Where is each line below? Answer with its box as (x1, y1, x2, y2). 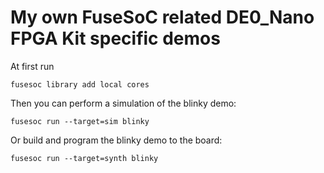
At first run (10, 60, 55, 72)
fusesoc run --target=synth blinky (10, 153, 159, 163)
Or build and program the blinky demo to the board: (10, 134, 223, 146)
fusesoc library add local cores (10, 79, 150, 90)
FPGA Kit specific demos (10, 27, 221, 50)
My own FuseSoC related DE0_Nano (10, 6, 315, 29)
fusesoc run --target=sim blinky (10, 116, 150, 126)
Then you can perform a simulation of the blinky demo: (10, 97, 237, 109)
